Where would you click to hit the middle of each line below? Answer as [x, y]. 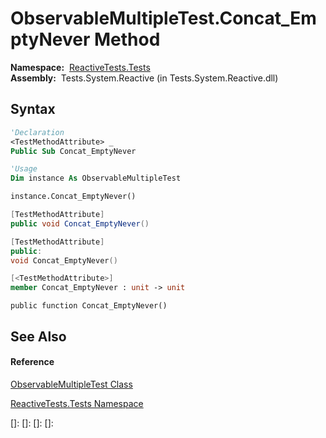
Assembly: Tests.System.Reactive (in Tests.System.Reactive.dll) [144, 78]
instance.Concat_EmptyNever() [73, 197]
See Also [38, 336]
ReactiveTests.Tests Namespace [77, 403]
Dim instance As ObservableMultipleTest [96, 178]
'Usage [24, 169]
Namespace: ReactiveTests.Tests [80, 67]
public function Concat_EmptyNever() [89, 306]
